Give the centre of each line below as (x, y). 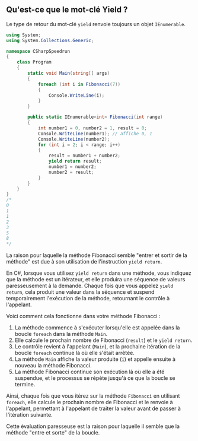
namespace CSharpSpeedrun (38, 51)
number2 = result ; (71, 172)
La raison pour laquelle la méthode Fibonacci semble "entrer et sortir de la (97, 255)
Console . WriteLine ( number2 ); (74, 139)
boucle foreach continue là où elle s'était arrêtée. (75, 353)
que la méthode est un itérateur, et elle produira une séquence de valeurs (96, 280)
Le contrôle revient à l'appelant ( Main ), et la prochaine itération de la (98, 347)
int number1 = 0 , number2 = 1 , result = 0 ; (92, 128)
